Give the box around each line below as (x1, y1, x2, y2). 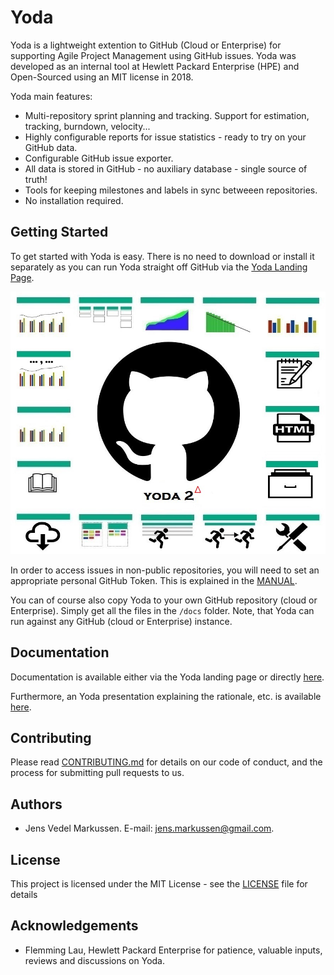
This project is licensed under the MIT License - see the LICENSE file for (10, 878, 308, 890)
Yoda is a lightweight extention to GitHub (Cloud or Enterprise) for (10, 39, 282, 51)
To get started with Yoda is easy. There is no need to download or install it (10, 250, 315, 262)
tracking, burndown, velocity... (24, 120, 151, 132)
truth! (24, 173, 48, 185)
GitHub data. (24, 141, 78, 153)
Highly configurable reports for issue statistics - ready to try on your (24, 131, 307, 143)
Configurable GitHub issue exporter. (24, 152, 174, 164)
